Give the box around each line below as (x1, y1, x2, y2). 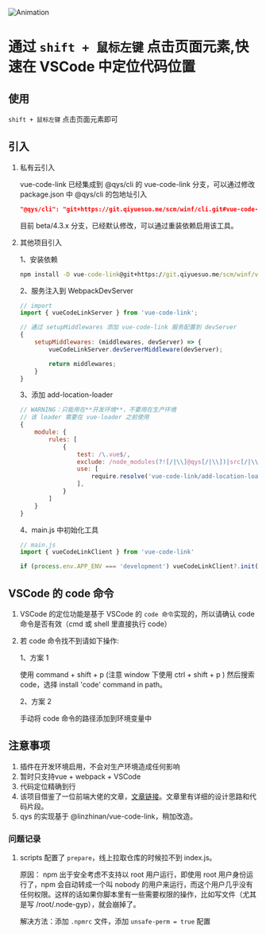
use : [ (76, 465, 99, 473)
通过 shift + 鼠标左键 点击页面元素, (8, 38, 236, 56)
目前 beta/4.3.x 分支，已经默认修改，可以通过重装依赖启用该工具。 (19, 220, 238, 230)
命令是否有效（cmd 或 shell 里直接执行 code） (19, 619, 172, 629)
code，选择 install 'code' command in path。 (19, 680, 167, 689)
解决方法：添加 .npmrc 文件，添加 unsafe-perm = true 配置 (19, 916, 211, 926)
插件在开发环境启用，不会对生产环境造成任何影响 (19, 761, 180, 771)
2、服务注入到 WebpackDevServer (19, 286, 133, 295)
